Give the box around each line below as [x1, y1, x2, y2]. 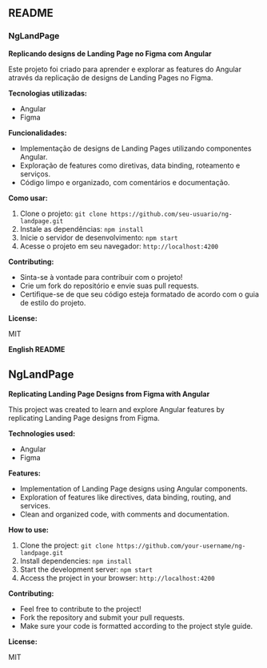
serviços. [19, 168, 50, 179]
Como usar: [8, 192, 48, 203]
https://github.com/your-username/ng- [116, 541, 246, 550]
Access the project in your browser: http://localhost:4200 [19, 573, 215, 582]
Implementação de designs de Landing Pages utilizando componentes [19, 144, 252, 153]
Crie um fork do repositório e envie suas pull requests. [19, 281, 200, 290]
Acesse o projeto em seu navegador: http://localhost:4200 [19, 241, 218, 251]
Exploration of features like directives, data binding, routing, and [19, 492, 232, 502]
